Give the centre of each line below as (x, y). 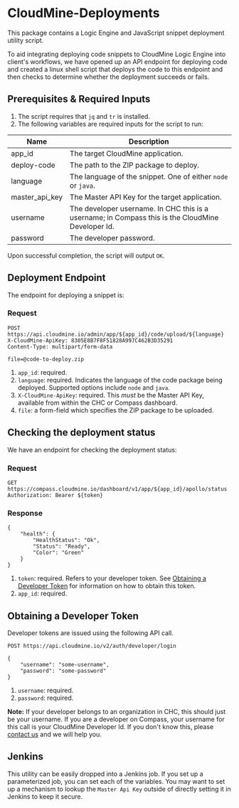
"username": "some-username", (65, 665)
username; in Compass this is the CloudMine (144, 217)
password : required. (46, 698)
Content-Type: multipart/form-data (60, 346)
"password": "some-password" (63, 671)
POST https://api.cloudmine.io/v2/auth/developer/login (92, 646)
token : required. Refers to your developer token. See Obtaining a (112, 578)
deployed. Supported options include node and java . (94, 387)
